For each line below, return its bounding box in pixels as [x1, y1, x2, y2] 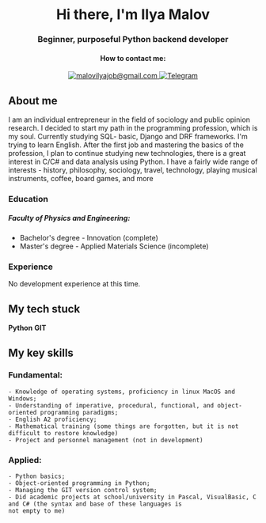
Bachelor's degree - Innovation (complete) [19, 233, 158, 243]
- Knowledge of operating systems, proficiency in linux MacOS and [8, 388, 236, 396]
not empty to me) [8, 507, 66, 515]
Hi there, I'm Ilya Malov [55, 6, 211, 24]
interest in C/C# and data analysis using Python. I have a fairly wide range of [8, 157, 258, 167]
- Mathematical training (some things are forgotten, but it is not [8, 422, 239, 430]
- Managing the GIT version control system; [8, 487, 158, 495]
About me [8, 93, 58, 108]
